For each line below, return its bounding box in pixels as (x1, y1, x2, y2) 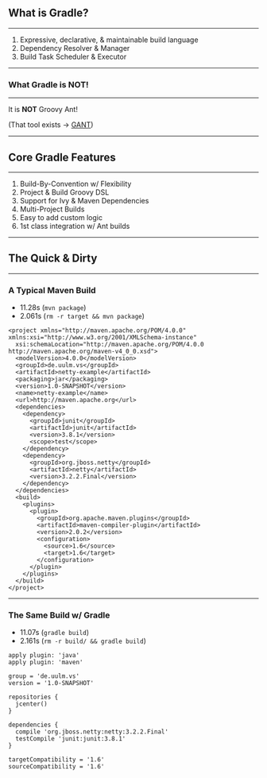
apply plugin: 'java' (8, 652, 80, 660)
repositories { (8, 693, 59, 702)
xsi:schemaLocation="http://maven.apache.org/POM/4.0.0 (15, 341, 204, 349)
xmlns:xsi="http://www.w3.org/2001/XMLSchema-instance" (8, 334, 197, 342)
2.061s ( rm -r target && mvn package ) (19, 312, 145, 321)
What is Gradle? (8, 6, 89, 20)
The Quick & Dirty (8, 252, 98, 265)
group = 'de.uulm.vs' (8, 672, 80, 680)
